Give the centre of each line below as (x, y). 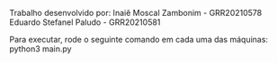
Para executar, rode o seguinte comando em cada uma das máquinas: (138, 39)
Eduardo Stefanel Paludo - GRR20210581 (85, 22)
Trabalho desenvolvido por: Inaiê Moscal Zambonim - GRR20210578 (136, 13)
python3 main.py (40, 49)
